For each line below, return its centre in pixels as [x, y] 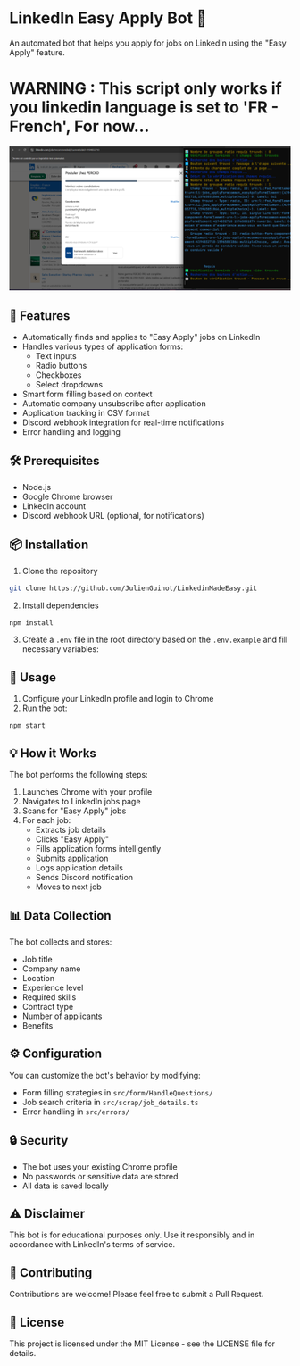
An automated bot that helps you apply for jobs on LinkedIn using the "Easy [148, 43]
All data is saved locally [65, 1186]
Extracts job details [71, 830]
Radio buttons [61, 366]
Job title [37, 959]
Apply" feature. [37, 52]
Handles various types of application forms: [103, 346]
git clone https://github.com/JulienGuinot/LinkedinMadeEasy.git [133, 588]
